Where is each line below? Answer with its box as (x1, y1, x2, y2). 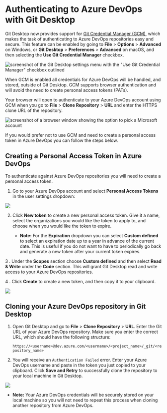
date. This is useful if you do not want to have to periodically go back (19, 243, 162, 249)
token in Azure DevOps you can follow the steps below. (5, 137, 118, 143)
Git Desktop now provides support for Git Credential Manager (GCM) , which (5, 30, 161, 36)
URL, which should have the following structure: (12, 334, 111, 340)
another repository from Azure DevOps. (12, 402, 93, 408)
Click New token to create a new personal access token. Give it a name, (12, 212, 160, 218)
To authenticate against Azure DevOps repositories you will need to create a (5, 173, 161, 179)
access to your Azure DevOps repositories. (5, 269, 93, 275)
